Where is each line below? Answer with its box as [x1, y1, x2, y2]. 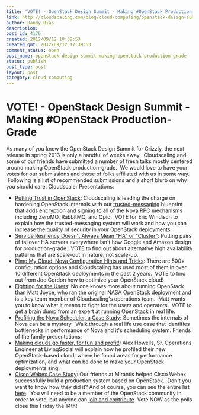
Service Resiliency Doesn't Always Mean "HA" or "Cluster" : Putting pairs [14, 232, 192, 240]
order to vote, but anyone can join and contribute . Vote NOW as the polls [14, 396, 192, 403]
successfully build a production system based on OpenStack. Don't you [14, 377, 191, 384]
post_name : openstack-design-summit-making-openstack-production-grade [6, 53, 187, 59]
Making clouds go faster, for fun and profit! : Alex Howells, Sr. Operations [14, 339, 192, 347]
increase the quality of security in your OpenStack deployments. [14, 226, 172, 233]
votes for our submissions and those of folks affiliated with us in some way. [6, 170, 190, 178]
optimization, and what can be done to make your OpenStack [14, 358, 165, 365]
